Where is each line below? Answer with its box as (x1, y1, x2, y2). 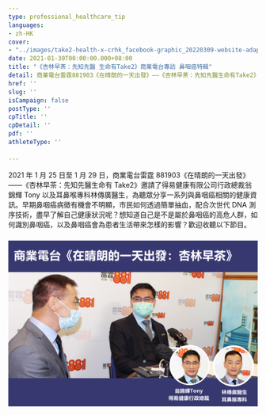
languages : (8, 21, 44, 29)
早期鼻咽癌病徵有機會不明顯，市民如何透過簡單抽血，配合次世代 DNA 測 (21, 200, 256, 209)
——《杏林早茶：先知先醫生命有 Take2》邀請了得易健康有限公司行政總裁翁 (8, 180, 252, 189)
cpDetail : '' (8, 121, 51, 130)
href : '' (8, 79, 37, 87)
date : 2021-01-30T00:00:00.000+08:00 (8, 55, 133, 63)
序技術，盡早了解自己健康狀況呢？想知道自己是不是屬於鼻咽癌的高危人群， (8, 210, 251, 219)
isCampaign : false (8, 96, 69, 105)
